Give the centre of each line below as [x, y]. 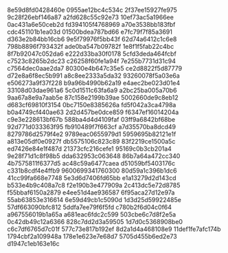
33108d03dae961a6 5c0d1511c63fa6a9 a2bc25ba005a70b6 [92, 90]
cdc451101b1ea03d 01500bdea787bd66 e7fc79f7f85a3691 [90, 32]
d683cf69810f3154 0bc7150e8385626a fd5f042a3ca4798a [92, 105]
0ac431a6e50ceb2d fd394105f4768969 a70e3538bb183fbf [91, 24]
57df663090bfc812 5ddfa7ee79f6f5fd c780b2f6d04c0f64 [90, 207]
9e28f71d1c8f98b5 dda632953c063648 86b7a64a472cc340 [94, 156]
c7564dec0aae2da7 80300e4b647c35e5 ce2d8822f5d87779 [95, 68]
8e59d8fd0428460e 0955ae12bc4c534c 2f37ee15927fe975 [92, 10]
